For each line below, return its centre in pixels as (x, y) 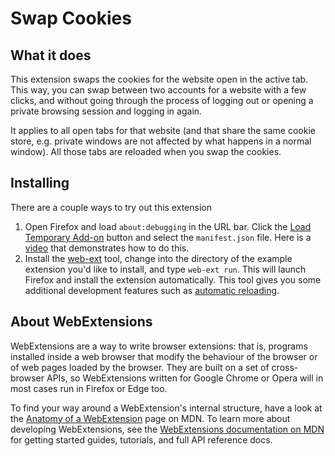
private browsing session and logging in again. (106, 111)
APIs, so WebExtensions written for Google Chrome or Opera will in (185, 378)
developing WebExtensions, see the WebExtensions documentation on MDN (167, 429)
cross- (285, 367)
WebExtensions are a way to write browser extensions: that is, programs (159, 346)
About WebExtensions (81, 322)
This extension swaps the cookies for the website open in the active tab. (159, 79)
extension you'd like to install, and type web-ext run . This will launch (165, 269)
